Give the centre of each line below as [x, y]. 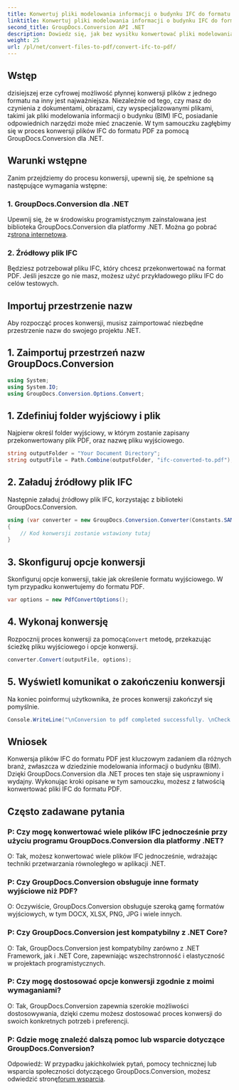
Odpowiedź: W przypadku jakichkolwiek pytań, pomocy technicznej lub [112, 1064]
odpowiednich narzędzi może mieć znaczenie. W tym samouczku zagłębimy [119, 123]
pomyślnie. [23, 707]
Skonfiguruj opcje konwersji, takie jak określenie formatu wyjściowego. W [115, 579]
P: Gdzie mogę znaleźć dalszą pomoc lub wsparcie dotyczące [116, 1039]
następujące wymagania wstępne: [58, 185]
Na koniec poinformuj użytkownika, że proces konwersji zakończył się [110, 699]
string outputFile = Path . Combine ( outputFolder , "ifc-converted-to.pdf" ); [121, 460]
